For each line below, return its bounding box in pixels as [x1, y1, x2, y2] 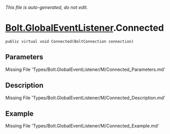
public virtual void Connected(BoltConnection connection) [5, 39, 134, 44]
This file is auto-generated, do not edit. [5, 5, 88, 10]
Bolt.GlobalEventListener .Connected [5, 22, 164, 34]
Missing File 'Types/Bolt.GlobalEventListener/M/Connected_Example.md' [5, 123, 159, 129]
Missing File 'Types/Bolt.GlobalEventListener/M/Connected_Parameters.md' [5, 66, 165, 72]
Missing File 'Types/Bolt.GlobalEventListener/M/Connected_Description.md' [5, 94, 165, 101]
